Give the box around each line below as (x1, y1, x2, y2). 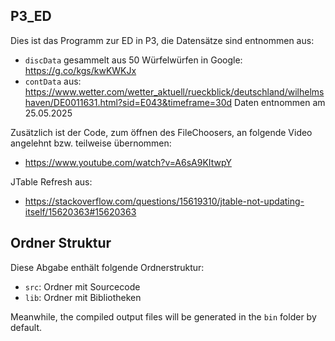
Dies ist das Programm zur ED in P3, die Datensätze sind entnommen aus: (10, 34, 315, 46)
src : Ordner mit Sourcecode (24, 280, 141, 293)
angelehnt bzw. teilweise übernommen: (10, 137, 172, 149)
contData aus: (24, 75, 82, 87)
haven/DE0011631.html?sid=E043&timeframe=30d (24, 96, 233, 108)
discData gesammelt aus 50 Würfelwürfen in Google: (24, 54, 243, 66)
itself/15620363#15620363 (24, 205, 137, 218)
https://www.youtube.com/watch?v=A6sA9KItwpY (24, 156, 232, 168)
